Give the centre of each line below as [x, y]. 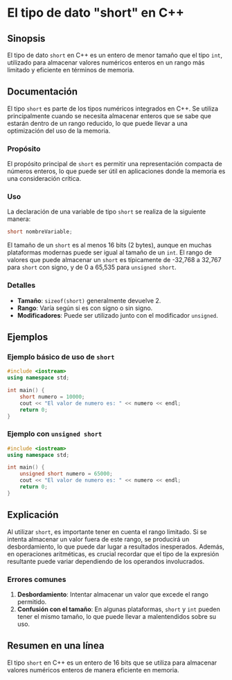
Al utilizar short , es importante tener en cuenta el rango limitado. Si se [107, 532]
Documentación [43, 92]
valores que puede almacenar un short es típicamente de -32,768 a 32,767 [114, 260]
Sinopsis [26, 39]
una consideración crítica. [44, 179]
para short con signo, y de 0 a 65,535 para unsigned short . [92, 267]
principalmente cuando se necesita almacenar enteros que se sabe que [109, 115]
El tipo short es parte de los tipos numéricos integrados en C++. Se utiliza [113, 108]
